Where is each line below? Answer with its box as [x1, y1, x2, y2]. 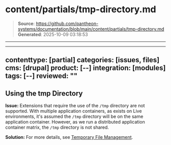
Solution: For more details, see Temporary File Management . [5, 134, 133, 140]
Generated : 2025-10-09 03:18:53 [17, 31, 88, 37]
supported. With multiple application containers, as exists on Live [5, 108, 142, 114]
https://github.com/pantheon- [36, 20, 99, 27]
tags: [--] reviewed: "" [5, 71, 78, 80]
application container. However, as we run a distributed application [5, 119, 145, 125]
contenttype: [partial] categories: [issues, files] [5, 56, 160, 64]
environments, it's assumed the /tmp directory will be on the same [5, 113, 144, 119]
